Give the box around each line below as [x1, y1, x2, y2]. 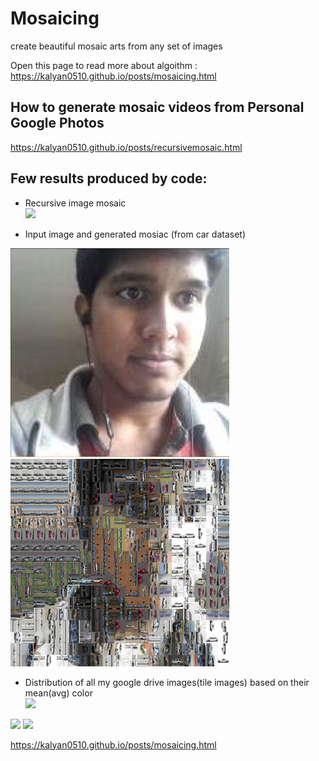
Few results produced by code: [10, 170, 208, 187]
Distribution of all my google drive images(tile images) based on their [24, 676, 310, 688]
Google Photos [10, 115, 105, 132]
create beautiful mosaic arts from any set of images [10, 40, 223, 52]
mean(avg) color [24, 687, 93, 699]
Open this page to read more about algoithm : [10, 59, 198, 71]
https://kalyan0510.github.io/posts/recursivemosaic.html [10, 141, 243, 153]
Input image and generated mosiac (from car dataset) [24, 228, 247, 240]
